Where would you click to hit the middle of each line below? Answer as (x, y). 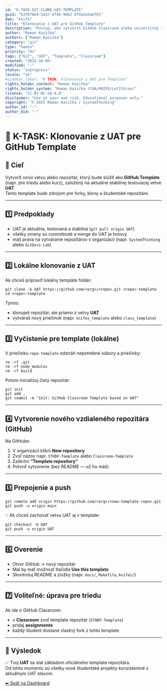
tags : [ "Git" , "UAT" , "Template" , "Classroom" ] (55, 56)
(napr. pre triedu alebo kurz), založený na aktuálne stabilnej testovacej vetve (83, 182)
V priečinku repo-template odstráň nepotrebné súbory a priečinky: (73, 353)
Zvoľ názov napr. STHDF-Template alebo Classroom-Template (73, 456)
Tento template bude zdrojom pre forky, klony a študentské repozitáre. (77, 193)
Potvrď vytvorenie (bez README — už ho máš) (61, 467)
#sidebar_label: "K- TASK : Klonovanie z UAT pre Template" (66, 79)
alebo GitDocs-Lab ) (32, 244)
